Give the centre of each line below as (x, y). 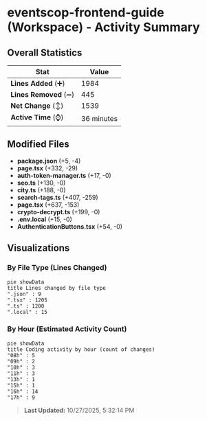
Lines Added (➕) (38, 83)
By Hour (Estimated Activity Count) (67, 329)
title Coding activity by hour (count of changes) (81, 349)
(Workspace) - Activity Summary (104, 27)
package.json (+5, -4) (49, 161)
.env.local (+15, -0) (44, 219)
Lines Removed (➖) (42, 94)
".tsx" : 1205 (28, 300)
